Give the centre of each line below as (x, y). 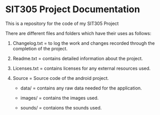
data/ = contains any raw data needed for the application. (81, 88)
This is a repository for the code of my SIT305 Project (62, 23)
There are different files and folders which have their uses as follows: (78, 33)
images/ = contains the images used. (59, 98)
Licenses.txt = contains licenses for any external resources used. (82, 68)
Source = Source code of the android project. (61, 78)
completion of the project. (40, 48)
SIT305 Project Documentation (73, 9)
